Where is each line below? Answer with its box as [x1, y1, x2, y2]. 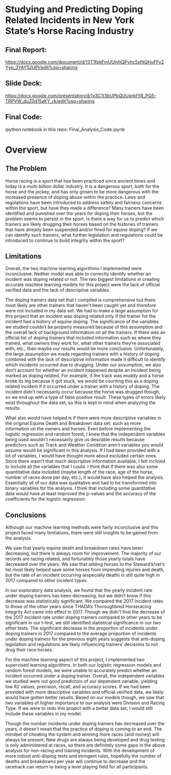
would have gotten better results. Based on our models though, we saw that [5, 695, 164, 701]
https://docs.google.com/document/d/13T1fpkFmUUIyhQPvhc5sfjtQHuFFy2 [5, 59, 164, 65]
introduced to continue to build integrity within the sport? [5, 237, 125, 243]
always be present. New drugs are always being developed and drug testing [5, 737, 165, 743]
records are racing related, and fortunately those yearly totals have [5, 556, 146, 562]
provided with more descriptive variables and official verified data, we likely [5, 689, 164, 695]
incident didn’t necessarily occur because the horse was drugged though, [5, 389, 160, 395]
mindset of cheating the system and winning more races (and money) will [5, 731, 159, 737]
